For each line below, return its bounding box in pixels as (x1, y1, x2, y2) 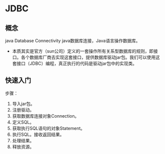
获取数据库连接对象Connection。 (12, 113, 79, 119)
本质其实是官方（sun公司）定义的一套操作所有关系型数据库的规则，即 (12, 48, 154, 54)
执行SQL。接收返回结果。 (12, 131, 65, 137)
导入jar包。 (12, 100, 35, 106)
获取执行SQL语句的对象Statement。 (12, 125, 85, 131)
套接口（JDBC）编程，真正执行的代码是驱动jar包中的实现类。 (12, 61, 137, 66)
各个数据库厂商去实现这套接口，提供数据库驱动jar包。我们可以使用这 (21, 55, 160, 60)
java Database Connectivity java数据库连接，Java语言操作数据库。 (5, 38, 140, 43)
